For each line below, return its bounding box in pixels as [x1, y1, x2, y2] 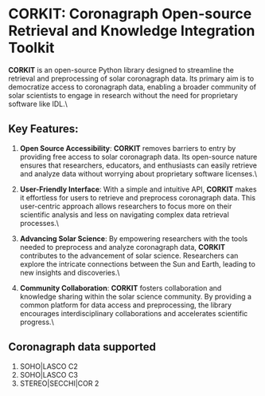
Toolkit [8, 39, 55, 57]
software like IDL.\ [8, 99, 68, 109]
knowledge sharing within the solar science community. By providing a [19, 291, 252, 301]
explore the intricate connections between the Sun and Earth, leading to [19, 259, 256, 268]
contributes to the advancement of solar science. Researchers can [19, 251, 239, 260]
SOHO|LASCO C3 [19, 370, 78, 379]
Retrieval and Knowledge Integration [8, 22, 255, 40]
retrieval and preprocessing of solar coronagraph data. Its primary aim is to [8, 73, 255, 83]
